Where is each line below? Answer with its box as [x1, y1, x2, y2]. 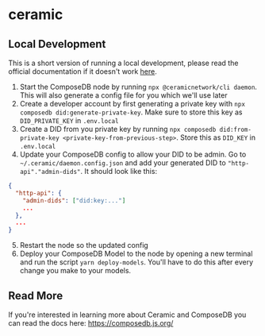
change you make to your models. [19, 266, 132, 276]
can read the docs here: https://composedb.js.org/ [8, 318, 174, 327]
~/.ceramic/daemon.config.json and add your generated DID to [19, 158, 226, 168]
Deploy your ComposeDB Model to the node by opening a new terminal [19, 249, 253, 259]
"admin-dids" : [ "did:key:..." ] [22, 196, 126, 204]
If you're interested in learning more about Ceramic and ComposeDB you [8, 310, 247, 319]
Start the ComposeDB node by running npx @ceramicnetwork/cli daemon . [19, 82, 258, 91]
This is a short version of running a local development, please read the [8, 58, 239, 68]
